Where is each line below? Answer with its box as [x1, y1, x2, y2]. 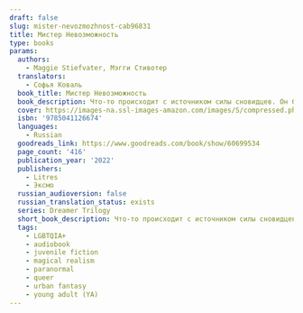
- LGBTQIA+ [25, 231, 67, 240]
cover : [17, 106, 42, 115]
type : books [9, 38, 54, 48]
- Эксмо [25, 181, 54, 190]
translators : [17, 72, 67, 81]
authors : [17, 55, 50, 64]
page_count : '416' [17, 147, 87, 156]
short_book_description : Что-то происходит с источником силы [17, 214, 256, 224]
